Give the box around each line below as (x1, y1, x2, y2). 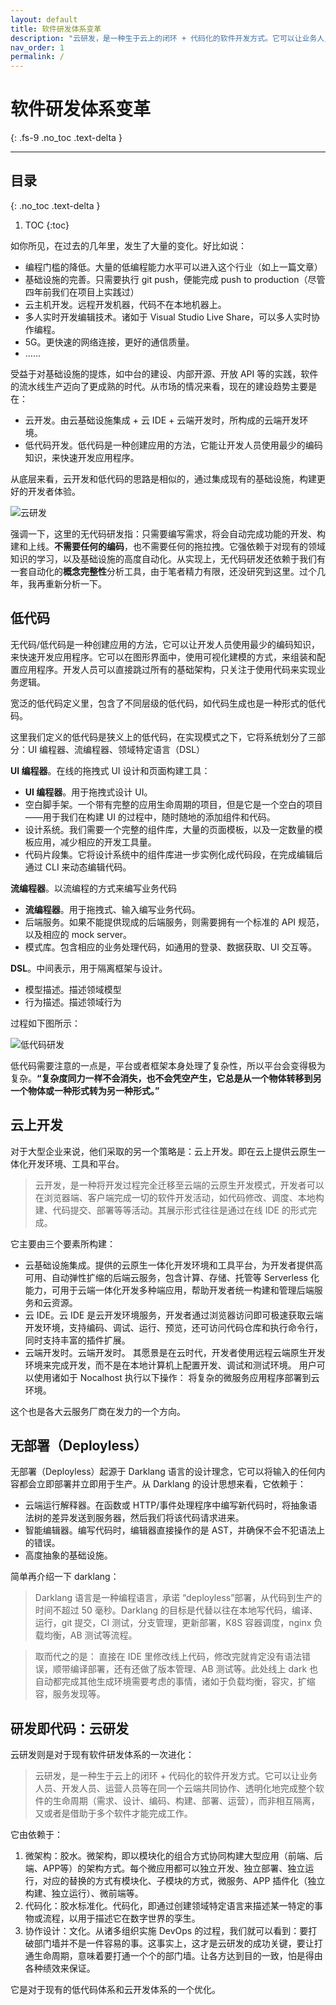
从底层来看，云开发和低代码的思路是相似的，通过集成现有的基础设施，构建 (10, 472, 317, 485)
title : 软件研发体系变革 (10, 24, 102, 34)
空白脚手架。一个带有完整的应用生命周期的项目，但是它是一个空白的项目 (24, 798, 323, 810)
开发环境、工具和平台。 (27, 1157, 125, 1170)
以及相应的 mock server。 (24, 928, 133, 940)
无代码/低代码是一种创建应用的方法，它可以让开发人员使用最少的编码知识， (10, 638, 321, 650)
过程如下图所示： (10, 1017, 81, 1029)
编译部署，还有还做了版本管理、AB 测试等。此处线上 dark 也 (69, 1663, 319, 1675)
